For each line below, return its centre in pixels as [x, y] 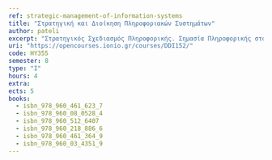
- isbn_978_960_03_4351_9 [59, 143]
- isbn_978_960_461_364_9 [59, 136]
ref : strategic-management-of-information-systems [96, 16]
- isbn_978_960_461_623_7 [59, 106]
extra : [19, 83]
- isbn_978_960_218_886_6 [59, 128]
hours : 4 [23, 76]
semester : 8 [28, 61]
